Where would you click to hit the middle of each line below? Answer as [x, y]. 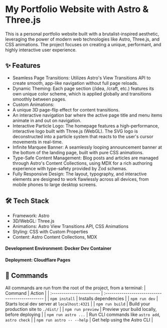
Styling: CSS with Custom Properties [50, 232]
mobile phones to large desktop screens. [55, 184]
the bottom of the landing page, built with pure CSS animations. [78, 152]
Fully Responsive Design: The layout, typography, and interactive [79, 174]
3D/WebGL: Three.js [33, 221]
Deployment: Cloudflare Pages [38, 260]
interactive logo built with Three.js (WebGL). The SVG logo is [75, 131]
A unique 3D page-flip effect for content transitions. [66, 110]
